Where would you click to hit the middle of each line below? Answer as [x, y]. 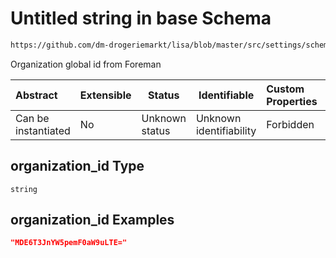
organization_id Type [77, 166]
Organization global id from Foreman [86, 64]
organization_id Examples [92, 220]
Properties [292, 101]
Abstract [36, 95]
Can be [32, 118]
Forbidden [290, 124]
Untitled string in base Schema [141, 18]
